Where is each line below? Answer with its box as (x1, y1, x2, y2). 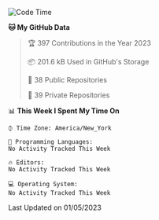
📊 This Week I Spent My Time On (8, 106, 120, 115)
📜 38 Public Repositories (27, 75, 108, 84)
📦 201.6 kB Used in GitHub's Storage (27, 57, 150, 66)
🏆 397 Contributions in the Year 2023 (27, 38, 152, 47)
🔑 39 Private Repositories (27, 90, 110, 100)
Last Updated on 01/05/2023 (8, 203, 102, 212)
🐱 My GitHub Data (8, 23, 71, 31)
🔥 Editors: (8, 159, 45, 167)
